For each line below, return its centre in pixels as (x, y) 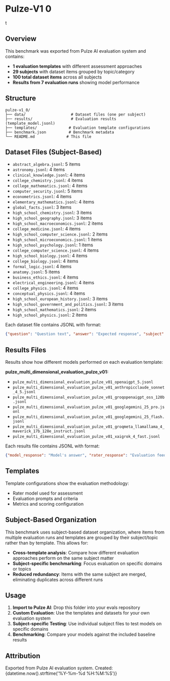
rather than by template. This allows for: (47, 543)
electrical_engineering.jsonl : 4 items (53, 283)
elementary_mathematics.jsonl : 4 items (53, 202)
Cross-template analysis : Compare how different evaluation (76, 552)
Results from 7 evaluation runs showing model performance (76, 82)
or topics (22, 569)
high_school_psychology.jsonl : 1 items (53, 245)
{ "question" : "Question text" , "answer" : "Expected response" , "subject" (85, 334)
